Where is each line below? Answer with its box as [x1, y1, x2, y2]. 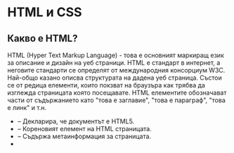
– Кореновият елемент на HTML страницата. [17, 125, 152, 133]
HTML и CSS [7, 4, 82, 20]
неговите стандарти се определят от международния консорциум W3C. [7, 66, 226, 74]
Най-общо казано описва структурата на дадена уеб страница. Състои [7, 73, 223, 82]
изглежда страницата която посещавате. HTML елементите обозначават [7, 89, 227, 97]
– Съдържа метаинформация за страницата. [17, 132, 152, 140]
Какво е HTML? [7, 32, 78, 44]
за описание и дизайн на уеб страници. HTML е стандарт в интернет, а [7, 59, 221, 67]
